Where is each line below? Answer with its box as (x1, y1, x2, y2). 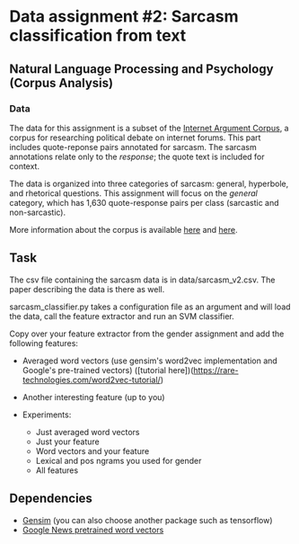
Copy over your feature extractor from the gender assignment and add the (9, 328, 285, 339)
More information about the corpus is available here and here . (9, 224, 238, 235)
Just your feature (35, 436, 101, 447)
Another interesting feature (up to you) (22, 391, 165, 402)
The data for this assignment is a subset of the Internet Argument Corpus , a (9, 122, 289, 133)
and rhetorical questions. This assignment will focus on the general (9, 187, 258, 199)
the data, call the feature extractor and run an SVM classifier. (9, 310, 235, 321)
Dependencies (9, 491, 92, 506)
